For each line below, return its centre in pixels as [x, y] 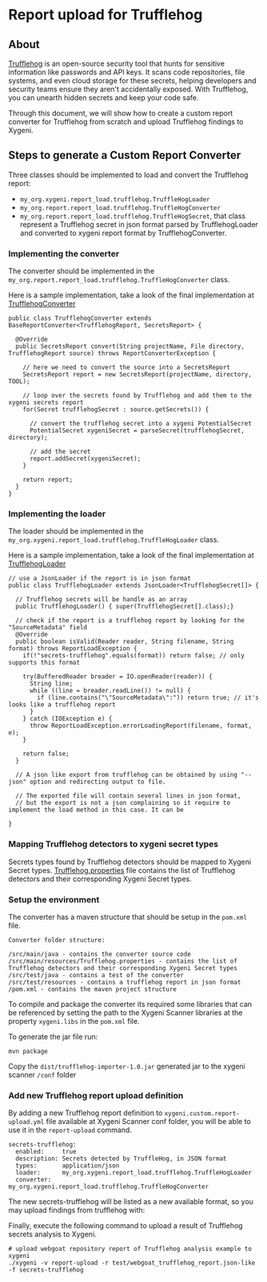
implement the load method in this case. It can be [96, 810]
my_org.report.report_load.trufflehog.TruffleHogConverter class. [119, 280]
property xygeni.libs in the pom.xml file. [74, 1021]
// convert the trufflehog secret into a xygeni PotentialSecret [140, 424]
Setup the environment [54, 900]
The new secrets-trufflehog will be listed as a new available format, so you [131, 1202]
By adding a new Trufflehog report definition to [86, 1113]
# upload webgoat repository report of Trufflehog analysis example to [130, 1249]
